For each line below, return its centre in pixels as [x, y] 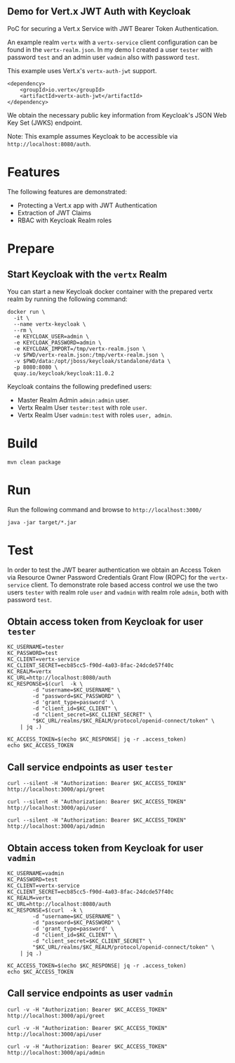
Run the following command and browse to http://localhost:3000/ [105, 509]
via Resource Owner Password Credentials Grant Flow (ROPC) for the [108, 577]
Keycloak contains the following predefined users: [80, 386]
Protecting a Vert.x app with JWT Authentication [87, 205]
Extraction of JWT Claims [54, 212]
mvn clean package [34, 462]
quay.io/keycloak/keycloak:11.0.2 [64, 373]
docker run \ [26, 312]
